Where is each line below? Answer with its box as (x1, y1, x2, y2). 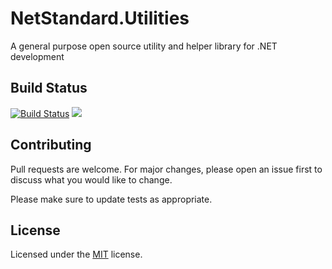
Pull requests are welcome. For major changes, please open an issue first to (10, 163, 323, 175)
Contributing (10, 137, 92, 154)
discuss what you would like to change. (10, 173, 173, 186)
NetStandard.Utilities (10, 7, 190, 30)
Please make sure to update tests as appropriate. (10, 193, 213, 205)
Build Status (10, 80, 88, 97)
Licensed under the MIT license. (10, 248, 143, 261)
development (10, 50, 65, 62)
